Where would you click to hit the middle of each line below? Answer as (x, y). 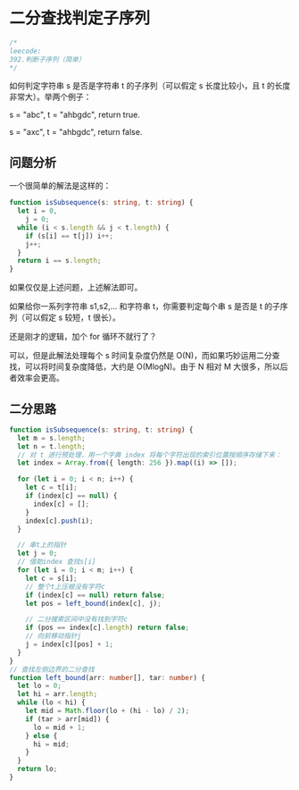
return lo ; (37, 769)
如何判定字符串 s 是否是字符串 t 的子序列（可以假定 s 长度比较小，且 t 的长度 (150, 86)
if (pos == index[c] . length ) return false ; (108, 628)
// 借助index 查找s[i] (57, 562)
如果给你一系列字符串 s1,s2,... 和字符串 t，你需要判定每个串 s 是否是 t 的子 (145, 307)
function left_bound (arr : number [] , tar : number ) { (107, 677)
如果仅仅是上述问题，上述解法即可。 (76, 288)
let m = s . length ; (52, 438)
